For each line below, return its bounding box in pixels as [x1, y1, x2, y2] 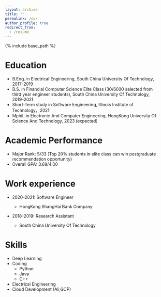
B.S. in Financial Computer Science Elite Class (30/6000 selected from [12, 86, 153, 92]
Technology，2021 [12, 107, 50, 113]
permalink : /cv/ [5, 16, 38, 21]
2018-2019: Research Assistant [12, 213, 74, 219]
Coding [12, 260, 27, 266]
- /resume [9, 30, 29, 34]
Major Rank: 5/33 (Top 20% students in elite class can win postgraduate [12, 151, 156, 156]
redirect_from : [5, 25, 36, 30]
